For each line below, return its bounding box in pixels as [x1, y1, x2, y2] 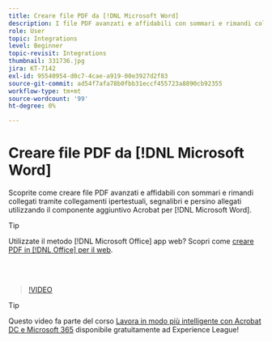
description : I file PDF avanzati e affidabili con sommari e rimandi [8, 19, 252, 27]
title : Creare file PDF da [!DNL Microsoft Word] [8, 11, 180, 20]
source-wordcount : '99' [8, 95, 89, 103]
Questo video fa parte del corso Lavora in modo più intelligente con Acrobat [8, 316, 261, 326]
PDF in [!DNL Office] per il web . [8, 245, 113, 255]
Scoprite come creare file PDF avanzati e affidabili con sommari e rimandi [8, 188, 253, 198]
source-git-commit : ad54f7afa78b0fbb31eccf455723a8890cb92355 [8, 79, 223, 87]
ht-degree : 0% [8, 102, 57, 110]
